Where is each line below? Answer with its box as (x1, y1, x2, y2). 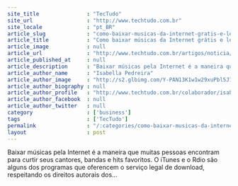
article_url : (7, 50, 91, 57)
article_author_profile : (7, 89, 91, 96)
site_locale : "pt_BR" (7, 23, 115, 30)
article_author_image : (7, 76, 91, 83)
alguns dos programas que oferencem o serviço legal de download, (7, 163, 205, 172)
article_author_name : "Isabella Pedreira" (7, 69, 154, 76)
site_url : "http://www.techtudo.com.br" (7, 17, 182, 24)
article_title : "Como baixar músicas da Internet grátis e (7, 37, 223, 44)
